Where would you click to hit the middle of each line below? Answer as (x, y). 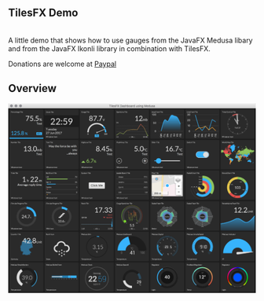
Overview (33, 88)
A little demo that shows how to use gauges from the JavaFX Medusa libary (130, 40)
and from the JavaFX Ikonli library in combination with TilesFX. (109, 48)
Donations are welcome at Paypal (62, 64)
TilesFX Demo (43, 13)
